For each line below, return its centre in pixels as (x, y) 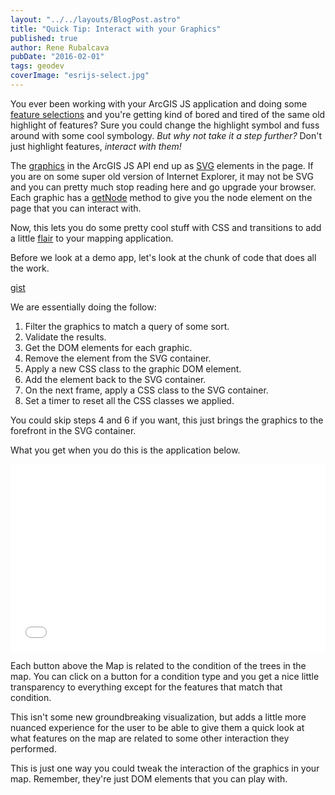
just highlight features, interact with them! (96, 146)
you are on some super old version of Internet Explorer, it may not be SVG (162, 176)
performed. (33, 748)
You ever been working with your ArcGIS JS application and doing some (159, 103)
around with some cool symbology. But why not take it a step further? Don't (166, 135)
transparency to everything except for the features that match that (146, 687)
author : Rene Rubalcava (60, 47)
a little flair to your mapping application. (92, 238)
